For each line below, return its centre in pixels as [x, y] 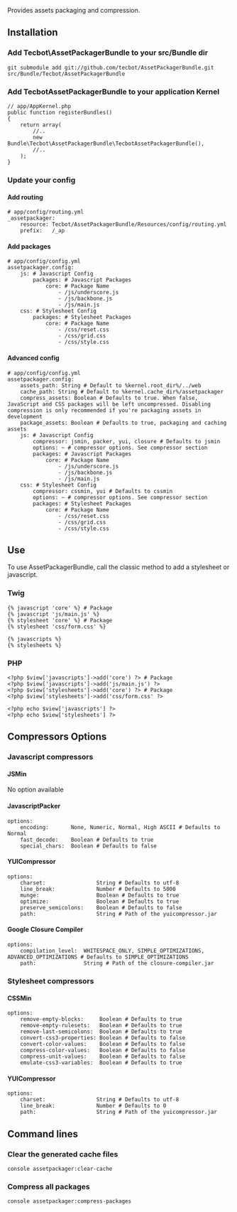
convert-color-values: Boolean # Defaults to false [103, 1044]
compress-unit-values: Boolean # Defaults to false [103, 1057]
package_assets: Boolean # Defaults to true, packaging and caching [123, 423]
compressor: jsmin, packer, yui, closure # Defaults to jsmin [127, 441]
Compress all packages [49, 1186]
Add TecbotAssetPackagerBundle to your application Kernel [114, 92]
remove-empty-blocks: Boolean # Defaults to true [101, 1019]
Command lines [43, 1133]
